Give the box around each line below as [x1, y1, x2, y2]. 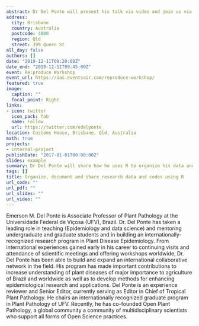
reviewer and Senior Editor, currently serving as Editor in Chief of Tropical [6, 288, 186, 295]
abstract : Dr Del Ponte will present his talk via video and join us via [6, 8, 192, 15]
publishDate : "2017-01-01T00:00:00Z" [6, 152, 99, 158]
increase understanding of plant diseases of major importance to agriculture [6, 269, 192, 276]
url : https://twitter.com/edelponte [11, 124, 102, 130]
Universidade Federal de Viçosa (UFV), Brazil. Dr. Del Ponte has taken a [6, 219, 181, 226]
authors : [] [6, 53, 36, 59]
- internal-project [6, 146, 54, 152]
